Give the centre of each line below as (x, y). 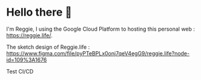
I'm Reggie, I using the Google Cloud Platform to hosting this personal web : (101, 29)
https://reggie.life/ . (29, 35)
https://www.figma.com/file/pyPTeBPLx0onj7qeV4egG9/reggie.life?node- (98, 53)
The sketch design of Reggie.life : (48, 47)
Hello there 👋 (39, 12)
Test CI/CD (20, 71)
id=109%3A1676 (27, 60)
